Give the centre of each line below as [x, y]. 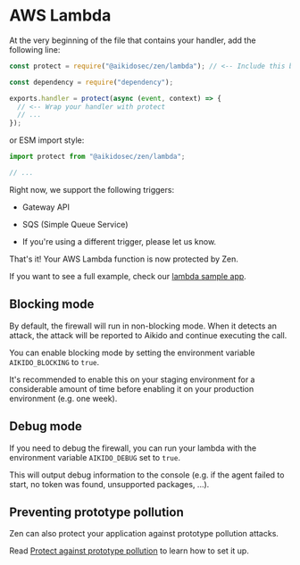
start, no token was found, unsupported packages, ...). [109, 484]
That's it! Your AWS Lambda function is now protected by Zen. [124, 259]
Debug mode [46, 426]
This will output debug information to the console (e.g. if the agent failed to [147, 475]
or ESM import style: [47, 140]
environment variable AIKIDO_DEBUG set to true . [95, 457]
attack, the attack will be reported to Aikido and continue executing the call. [148, 335]
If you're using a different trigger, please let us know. [119, 241]
